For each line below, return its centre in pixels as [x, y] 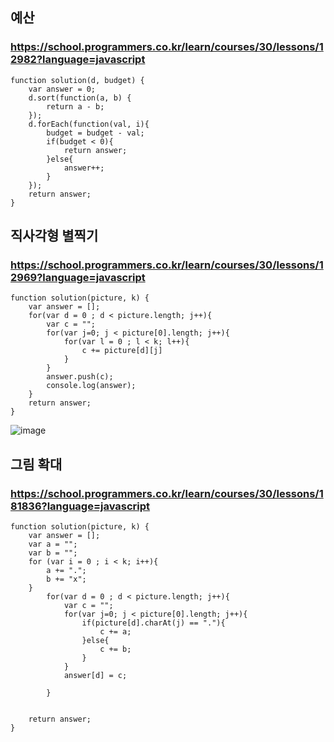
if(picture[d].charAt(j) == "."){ [153, 623]
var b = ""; [53, 553]
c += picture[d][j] [122, 351]
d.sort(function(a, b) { [80, 98]
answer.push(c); [80, 377]
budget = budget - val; [95, 133]
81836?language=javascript [80, 506]
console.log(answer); [91, 386]
